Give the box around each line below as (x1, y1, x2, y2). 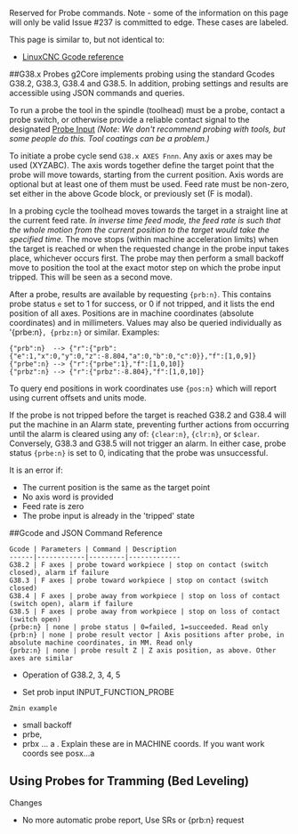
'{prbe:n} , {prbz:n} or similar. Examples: (9, 327, 160, 337)
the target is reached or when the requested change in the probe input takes (9, 244, 289, 254)
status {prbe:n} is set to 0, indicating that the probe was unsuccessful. (9, 448, 269, 457)
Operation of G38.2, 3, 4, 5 (21, 669, 121, 680)
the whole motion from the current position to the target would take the (9, 224, 270, 235)
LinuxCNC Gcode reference (21, 52, 125, 61)
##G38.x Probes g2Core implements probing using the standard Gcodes (9, 69, 276, 79)
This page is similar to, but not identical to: (9, 35, 165, 45)
